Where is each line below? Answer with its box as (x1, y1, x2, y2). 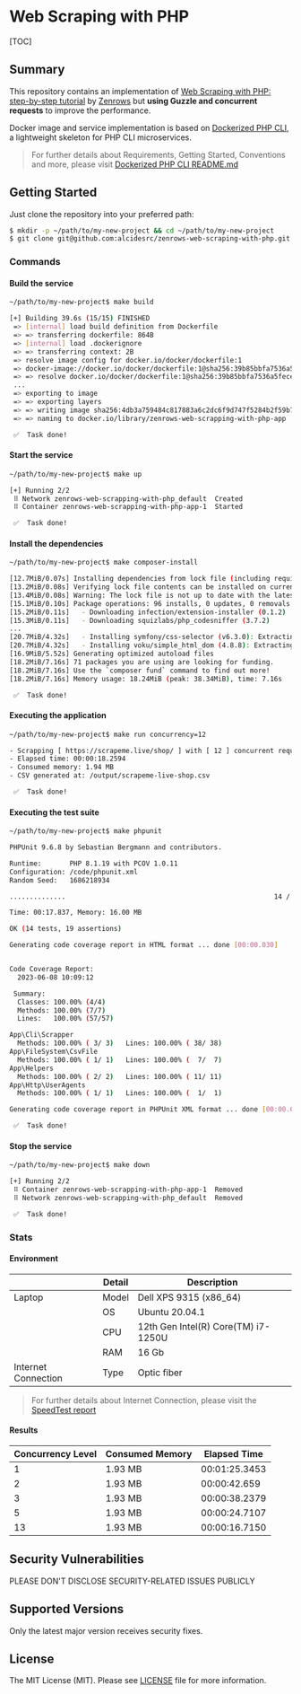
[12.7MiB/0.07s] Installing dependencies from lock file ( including (9, 575, 271, 584)
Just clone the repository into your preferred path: (9, 208, 194, 219)
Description (186, 1276, 238, 1288)
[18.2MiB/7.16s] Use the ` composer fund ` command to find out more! (9, 666, 271, 675)
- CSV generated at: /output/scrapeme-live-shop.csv (9, 771, 211, 780)
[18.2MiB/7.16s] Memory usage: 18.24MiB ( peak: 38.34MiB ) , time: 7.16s (9, 674, 282, 683)
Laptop (13, 1291, 44, 1303)
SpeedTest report (30, 1404, 97, 1415)
